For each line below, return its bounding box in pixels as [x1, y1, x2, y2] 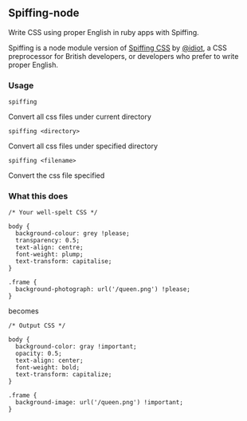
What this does [8, 191, 69, 202]
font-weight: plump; [15, 250, 84, 258]
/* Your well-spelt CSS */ [8, 209, 98, 217]
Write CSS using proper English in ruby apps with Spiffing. [8, 27, 199, 37]
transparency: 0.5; [15, 237, 80, 245]
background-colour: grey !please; [15, 230, 130, 238]
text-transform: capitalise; [15, 258, 112, 266]
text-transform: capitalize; [15, 371, 112, 379]
